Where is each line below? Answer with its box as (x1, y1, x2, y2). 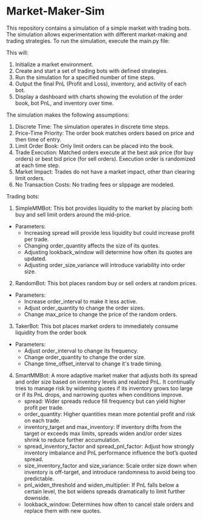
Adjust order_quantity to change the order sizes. (24, 304, 145, 311)
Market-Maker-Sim (6, 4, 105, 18)
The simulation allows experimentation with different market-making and (6, 30, 187, 38)
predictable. (24, 474, 55, 482)
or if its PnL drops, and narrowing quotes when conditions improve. (15, 391, 184, 398)
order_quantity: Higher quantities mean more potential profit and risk (24, 410, 196, 417)
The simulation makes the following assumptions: (6, 111, 130, 118)
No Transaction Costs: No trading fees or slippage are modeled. (15, 181, 175, 188)
